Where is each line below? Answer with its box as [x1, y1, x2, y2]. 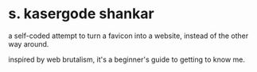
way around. [8, 39, 49, 48]
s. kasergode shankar [8, 5, 154, 23]
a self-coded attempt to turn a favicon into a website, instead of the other [8, 31, 249, 40]
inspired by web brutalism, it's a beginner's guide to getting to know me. [8, 55, 245, 64]
